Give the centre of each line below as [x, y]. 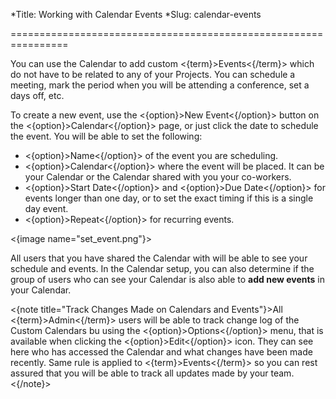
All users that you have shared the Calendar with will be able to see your [159, 258]
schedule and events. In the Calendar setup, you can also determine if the [162, 268]
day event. [46, 208]
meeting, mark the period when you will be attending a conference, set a [160, 85]
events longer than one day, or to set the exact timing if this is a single [169, 198]
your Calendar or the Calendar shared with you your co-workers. [158, 177]
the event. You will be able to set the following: [106, 136]
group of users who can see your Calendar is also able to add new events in [168, 279]
